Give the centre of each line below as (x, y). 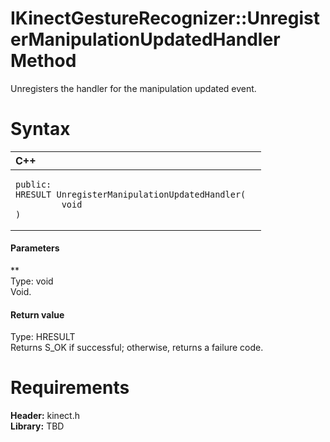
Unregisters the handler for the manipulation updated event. (133, 88)
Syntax (40, 129)
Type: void (32, 281)
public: (33, 184)
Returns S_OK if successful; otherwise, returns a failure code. (137, 348)
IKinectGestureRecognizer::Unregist (165, 18)
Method (43, 61)
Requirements (70, 388)
